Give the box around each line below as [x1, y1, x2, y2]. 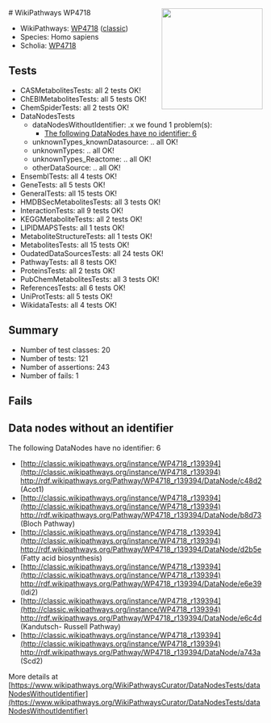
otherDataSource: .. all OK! [31, 162, 121, 172]
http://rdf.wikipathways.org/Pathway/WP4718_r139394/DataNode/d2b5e [19, 544, 262, 554]
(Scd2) [19, 656, 44, 666]
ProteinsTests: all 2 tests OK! [19, 266, 115, 275]
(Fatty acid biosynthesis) [19, 553, 102, 562]
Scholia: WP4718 [19, 40, 77, 50]
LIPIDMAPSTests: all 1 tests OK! [19, 222, 125, 233]
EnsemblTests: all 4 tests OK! [19, 171, 118, 181]
